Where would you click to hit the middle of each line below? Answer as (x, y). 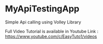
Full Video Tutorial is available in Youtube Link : (52, 31)
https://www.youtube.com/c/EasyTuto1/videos (51, 36)
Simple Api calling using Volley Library (43, 22)
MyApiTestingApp (42, 9)
